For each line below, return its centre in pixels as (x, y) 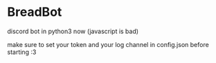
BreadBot (35, 12)
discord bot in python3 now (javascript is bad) (73, 31)
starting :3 (22, 52)
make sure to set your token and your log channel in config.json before (108, 44)
